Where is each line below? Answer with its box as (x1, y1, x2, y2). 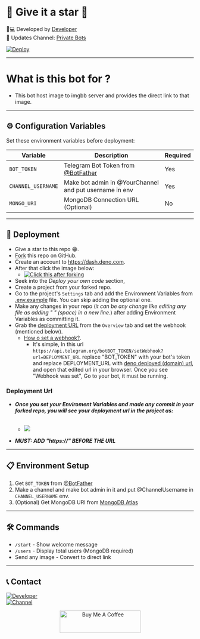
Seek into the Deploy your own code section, (14, 277, 125, 284)
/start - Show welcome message (14, 541, 98, 548)
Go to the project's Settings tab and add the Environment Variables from (14, 289, 193, 297)
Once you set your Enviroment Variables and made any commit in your (14, 400, 194, 408)
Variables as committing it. (14, 315, 80, 322)
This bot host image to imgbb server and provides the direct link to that (14, 92, 189, 99)
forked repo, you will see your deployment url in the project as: (14, 407, 174, 414)
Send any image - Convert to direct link (14, 554, 111, 561)
